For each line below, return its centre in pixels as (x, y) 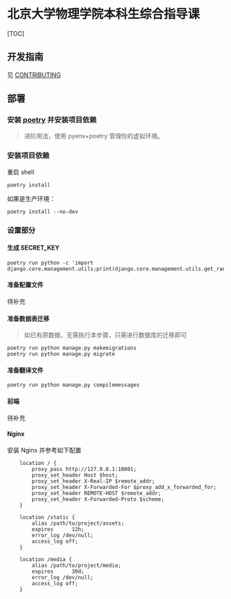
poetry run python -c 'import (51, 263)
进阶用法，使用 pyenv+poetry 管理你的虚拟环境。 (93, 136)
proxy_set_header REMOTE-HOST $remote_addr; (97, 493)
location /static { (47, 517)
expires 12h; (58, 529)
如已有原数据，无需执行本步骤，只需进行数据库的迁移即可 (105, 335)
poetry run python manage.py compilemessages (73, 385)
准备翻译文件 (25, 370)
